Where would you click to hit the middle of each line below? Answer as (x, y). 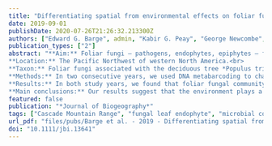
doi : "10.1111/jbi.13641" (52, 129)
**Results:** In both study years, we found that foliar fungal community (137, 84)
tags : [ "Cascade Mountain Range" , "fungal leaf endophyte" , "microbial (132, 114)
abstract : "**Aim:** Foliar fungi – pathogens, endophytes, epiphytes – (134, 54)
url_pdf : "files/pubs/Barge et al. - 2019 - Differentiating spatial (128, 122)
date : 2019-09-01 (38, 24)
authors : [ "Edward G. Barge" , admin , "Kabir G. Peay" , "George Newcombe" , (137, 39)
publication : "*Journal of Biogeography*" (81, 106)
